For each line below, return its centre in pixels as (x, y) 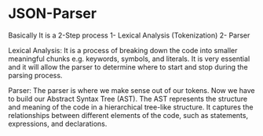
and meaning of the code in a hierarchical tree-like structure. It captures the (131, 107)
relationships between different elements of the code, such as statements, (128, 115)
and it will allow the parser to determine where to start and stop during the (128, 66)
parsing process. (35, 75)
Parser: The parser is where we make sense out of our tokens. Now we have (131, 90)
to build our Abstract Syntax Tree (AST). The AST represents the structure (128, 98)
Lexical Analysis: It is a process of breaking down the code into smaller (123, 50)
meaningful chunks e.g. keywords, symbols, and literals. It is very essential (129, 59)
